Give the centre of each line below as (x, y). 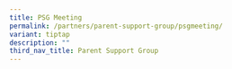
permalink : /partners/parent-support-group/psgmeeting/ (116, 26)
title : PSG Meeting (46, 17)
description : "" (40, 43)
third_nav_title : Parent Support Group (84, 51)
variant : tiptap (40, 34)
